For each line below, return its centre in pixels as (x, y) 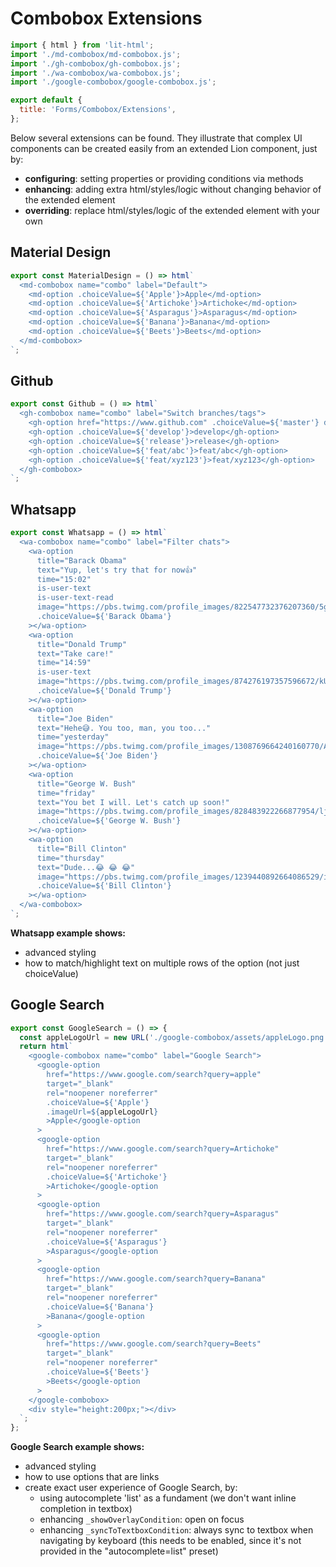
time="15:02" (64, 579)
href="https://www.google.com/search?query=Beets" (154, 1344)
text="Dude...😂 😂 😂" (86, 867)
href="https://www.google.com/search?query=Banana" (156, 1279)
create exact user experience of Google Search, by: (131, 1488)
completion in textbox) (86, 1509)
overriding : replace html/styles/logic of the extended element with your (172, 210)
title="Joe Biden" (75, 718)
